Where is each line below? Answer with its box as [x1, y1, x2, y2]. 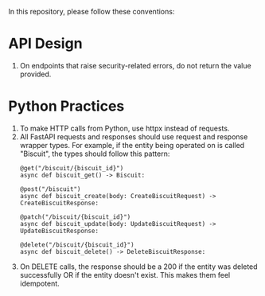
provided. [19, 69, 52, 79]
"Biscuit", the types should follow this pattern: [19, 149, 170, 158]
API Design [8, 35, 83, 53]
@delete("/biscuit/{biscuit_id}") [19, 240, 134, 249]
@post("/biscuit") [19, 185, 81, 193]
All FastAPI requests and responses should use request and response [19, 131, 248, 142]
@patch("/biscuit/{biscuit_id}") [19, 212, 131, 221]
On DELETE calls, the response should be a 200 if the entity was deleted [19, 262, 258, 271]
